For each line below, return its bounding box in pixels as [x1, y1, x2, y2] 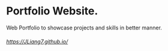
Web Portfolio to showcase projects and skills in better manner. [6, 24, 162, 31]
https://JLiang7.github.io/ [6, 38, 68, 45]
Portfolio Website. [6, 4, 98, 18]
